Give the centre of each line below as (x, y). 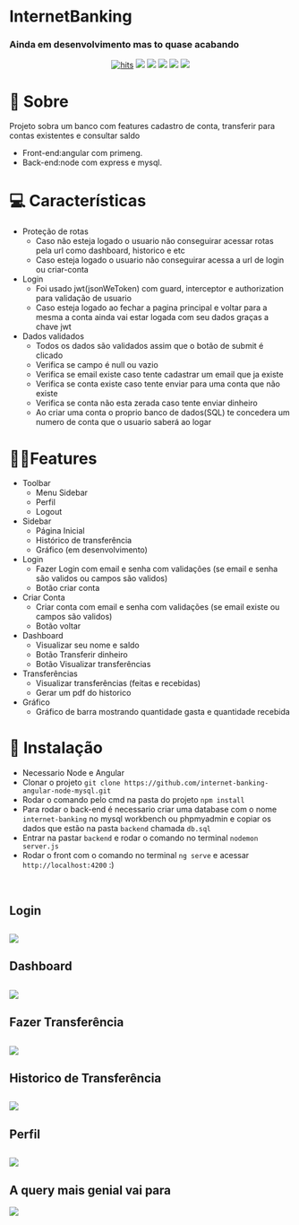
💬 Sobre (39, 101)
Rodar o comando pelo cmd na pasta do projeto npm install (133, 800)
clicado (49, 355)
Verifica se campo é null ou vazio (97, 365)
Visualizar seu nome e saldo (88, 645)
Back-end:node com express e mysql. (92, 162)
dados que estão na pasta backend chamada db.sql (117, 829)
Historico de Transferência (85, 1078)
